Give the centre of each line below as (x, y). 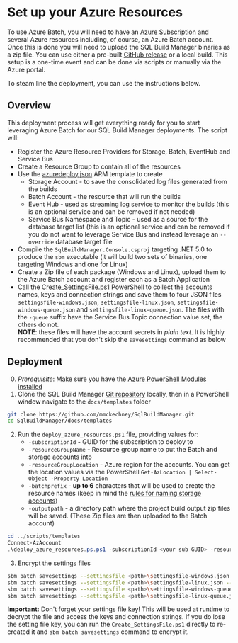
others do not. (38, 324)
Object (38, 479)
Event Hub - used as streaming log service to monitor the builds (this (129, 204)
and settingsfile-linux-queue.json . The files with (151, 309)
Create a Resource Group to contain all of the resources (99, 166)
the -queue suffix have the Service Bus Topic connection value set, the (120, 317)
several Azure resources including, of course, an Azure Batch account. (110, 39)
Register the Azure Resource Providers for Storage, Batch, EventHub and (124, 151)
